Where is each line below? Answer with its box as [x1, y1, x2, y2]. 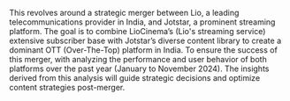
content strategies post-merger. [9, 83, 126, 92]
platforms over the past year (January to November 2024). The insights [9, 63, 270, 74]
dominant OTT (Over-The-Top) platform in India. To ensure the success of [9, 45, 279, 55]
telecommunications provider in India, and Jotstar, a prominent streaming [9, 17, 276, 27]
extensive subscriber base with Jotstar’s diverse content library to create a [9, 35, 282, 46]
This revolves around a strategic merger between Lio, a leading [9, 8, 240, 18]
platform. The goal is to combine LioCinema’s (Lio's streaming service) [9, 26, 266, 36]
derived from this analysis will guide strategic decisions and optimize [9, 73, 261, 83]
